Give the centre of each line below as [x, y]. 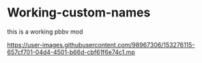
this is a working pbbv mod [45, 32]
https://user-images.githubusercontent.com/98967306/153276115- [101, 45]
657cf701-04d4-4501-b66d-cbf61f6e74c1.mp [71, 52]
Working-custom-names [79, 13]
